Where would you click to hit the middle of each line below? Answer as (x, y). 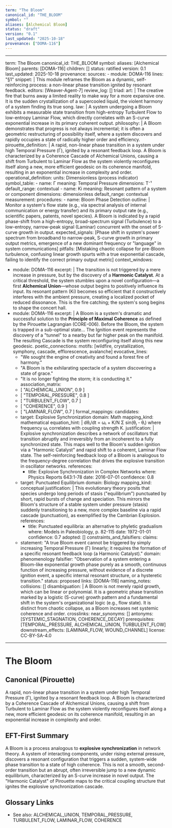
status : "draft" (23, 29)
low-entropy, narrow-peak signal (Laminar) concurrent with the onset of (81, 227)
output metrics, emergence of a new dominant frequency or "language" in (83, 243)
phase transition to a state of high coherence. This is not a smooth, (76, 764)
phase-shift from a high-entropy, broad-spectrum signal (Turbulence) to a (83, 221)
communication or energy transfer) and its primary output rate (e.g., (77, 210)
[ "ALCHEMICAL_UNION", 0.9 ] (52, 390)
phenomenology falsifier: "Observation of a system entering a (85, 559)
